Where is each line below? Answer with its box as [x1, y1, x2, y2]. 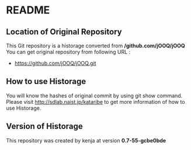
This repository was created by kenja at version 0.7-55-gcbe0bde [6, 137, 166, 144]
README [6, 4, 50, 17]
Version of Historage [6, 121, 83, 131]
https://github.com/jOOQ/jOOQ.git [14, 60, 96, 67]
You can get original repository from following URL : [6, 48, 131, 55]
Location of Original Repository [6, 27, 122, 37]
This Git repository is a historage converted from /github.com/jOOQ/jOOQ [6, 42, 185, 49]
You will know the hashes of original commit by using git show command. [6, 92, 183, 99]
